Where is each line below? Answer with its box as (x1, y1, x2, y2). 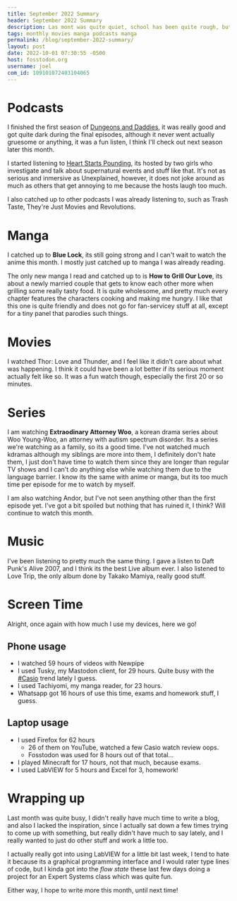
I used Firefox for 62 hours (17, 735, 95, 744)
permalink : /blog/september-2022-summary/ (7, 37, 134, 44)
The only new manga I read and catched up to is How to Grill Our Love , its (7, 272, 223, 281)
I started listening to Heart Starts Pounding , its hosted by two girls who (7, 159, 213, 168)
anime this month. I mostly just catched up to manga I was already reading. (7, 258, 226, 266)
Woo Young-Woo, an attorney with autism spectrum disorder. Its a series (7, 435, 219, 444)
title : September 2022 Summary (7, 10, 99, 18)
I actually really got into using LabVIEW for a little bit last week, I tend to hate (7, 850, 229, 858)
